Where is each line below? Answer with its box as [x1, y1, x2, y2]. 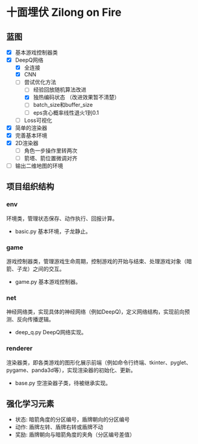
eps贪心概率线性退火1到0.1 [33, 109, 99, 116]
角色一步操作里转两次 [24, 147, 78, 154]
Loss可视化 [24, 116, 53, 124]
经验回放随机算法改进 [33, 86, 87, 93]
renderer [6, 344, 33, 352]
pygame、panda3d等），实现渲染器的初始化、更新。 [6, 366, 136, 374]
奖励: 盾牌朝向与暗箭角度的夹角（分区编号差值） [15, 431, 135, 439]
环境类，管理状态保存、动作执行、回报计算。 [6, 215, 118, 222]
